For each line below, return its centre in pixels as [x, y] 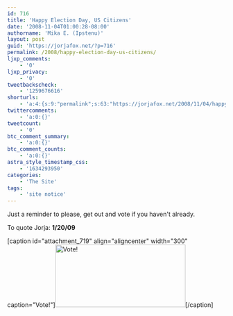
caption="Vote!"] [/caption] [110, 305]
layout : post [26, 40]
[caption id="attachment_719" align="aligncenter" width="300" [98, 241]
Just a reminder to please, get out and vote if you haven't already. [101, 214]
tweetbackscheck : [32, 85]
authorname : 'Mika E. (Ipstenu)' [55, 33]
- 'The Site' [38, 181]
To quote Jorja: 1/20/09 [41, 228]
